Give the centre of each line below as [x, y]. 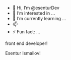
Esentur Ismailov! [23, 53]
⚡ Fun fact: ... [26, 32]
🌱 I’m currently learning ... [39, 18]
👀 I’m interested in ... [34, 13]
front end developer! [26, 43]
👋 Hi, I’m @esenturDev [36, 8]
